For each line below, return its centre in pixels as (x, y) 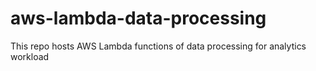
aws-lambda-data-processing (138, 18)
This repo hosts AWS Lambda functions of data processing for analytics (158, 46)
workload (30, 56)
